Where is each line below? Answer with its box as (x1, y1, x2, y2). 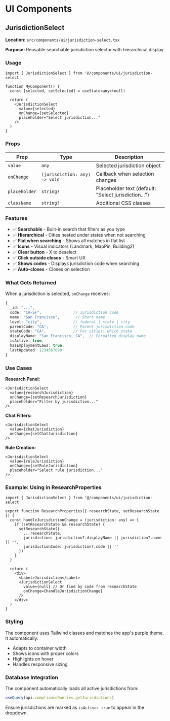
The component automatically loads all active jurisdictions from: (5, 685, 139, 691)
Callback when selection (96, 170, 154, 177)
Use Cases (5, 364, 32, 371)
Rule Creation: (5, 444, 36, 450)
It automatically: (5, 635, 39, 641)
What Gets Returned (5, 279, 57, 286)
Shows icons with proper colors (12, 650, 79, 657)
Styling (5, 618, 24, 625)
